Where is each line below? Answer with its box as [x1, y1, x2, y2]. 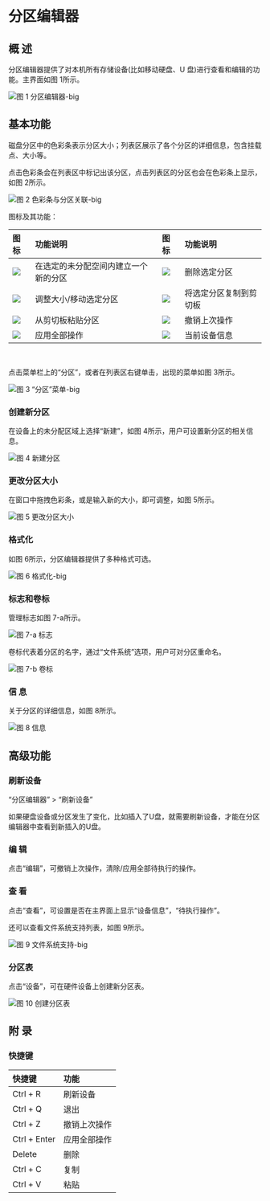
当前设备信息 [184, 329, 233, 341]
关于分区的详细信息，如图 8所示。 [8, 706, 121, 716]
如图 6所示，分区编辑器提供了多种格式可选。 [8, 554, 156, 563]
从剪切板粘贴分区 [35, 314, 100, 325]
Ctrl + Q [12, 1103, 43, 1114]
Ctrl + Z [12, 1118, 42, 1130]
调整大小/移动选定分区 [35, 293, 119, 304]
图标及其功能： [8, 211, 58, 221]
